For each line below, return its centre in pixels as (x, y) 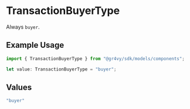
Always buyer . (23, 27)
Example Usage (35, 45)
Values (19, 87)
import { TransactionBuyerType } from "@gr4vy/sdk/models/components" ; (95, 59)
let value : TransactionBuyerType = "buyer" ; (61, 69)
